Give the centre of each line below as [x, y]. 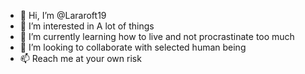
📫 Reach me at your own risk [80, 58]
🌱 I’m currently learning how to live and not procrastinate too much [157, 36]
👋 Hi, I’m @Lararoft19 [63, 15]
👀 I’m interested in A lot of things [87, 26]
